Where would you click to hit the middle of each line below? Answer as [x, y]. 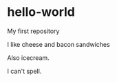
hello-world [41, 12]
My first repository [33, 31]
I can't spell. [24, 71]
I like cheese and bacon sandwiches [58, 44]
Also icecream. [28, 58]
